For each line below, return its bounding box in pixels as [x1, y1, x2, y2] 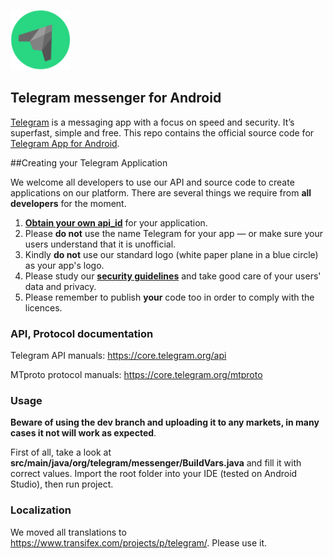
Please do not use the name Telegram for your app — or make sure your [24, 227, 323, 239]
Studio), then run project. [10, 478, 114, 490]
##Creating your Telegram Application [10, 156, 168, 169]
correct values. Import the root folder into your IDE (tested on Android [10, 468, 298, 480]
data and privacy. [24, 280, 97, 292]
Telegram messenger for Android [10, 90, 222, 107]
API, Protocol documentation [10, 326, 154, 340]
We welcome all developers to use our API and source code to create [10, 176, 295, 188]
